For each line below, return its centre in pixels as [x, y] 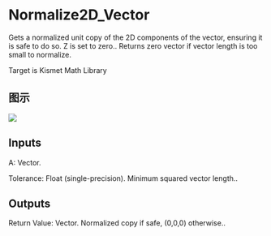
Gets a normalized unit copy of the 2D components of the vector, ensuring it [135, 37]
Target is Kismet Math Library [58, 70]
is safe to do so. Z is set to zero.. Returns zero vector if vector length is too [133, 45]
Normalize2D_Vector [79, 15]
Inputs [25, 143]
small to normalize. [40, 54]
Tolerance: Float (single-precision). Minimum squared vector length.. [123, 178]
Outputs [30, 203]
